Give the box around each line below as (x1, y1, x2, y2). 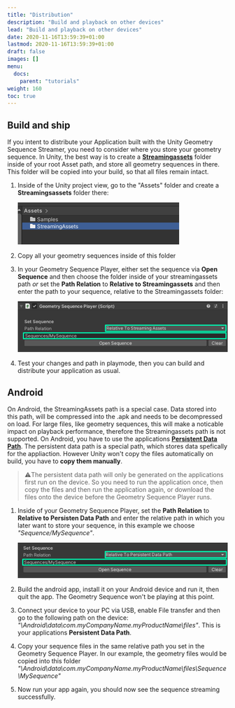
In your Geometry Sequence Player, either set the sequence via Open (17, 265, 218, 274)
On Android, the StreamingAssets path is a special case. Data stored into (7, 405, 217, 413)
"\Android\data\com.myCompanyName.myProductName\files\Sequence (17, 665, 227, 673)
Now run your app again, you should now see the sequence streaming (17, 686, 220, 694)
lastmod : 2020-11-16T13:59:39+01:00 (7, 41, 114, 48)
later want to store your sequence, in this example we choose (17, 521, 195, 530)
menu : (7, 63, 23, 70)
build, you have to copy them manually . (7, 457, 122, 465)
